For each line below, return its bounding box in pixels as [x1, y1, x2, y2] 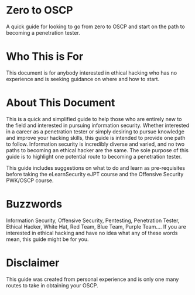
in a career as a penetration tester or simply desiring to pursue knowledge [6, 128, 184, 135]
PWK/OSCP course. [6, 177, 54, 184]
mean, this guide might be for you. [6, 236, 89, 243]
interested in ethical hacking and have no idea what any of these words [6, 229, 178, 236]
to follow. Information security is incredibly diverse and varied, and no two [6, 140, 185, 147]
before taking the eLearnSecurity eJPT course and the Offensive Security [6, 170, 184, 177]
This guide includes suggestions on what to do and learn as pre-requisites [6, 164, 186, 171]
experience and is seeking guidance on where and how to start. [6, 75, 160, 82]
